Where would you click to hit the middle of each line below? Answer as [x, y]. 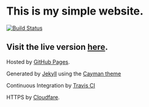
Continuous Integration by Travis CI [51, 85]
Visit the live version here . [57, 47]
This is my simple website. [75, 11]
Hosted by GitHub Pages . [38, 61]
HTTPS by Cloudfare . [33, 97]
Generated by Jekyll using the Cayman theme [64, 74]
